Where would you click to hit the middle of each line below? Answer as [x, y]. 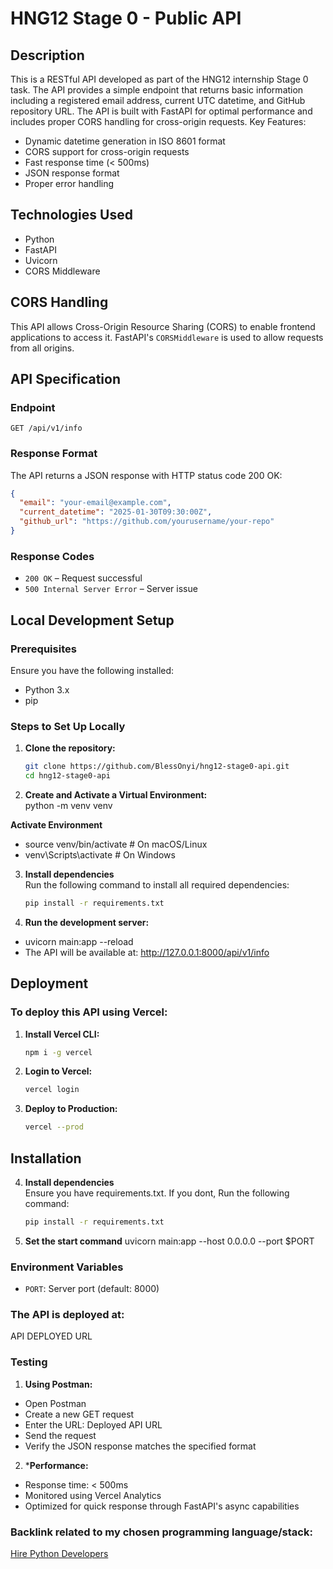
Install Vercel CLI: [62, 1034]
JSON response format [72, 173]
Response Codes [52, 556]
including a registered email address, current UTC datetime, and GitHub [158, 100]
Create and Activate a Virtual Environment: [116, 795]
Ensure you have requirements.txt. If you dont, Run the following [157, 1193]
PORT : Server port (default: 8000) [92, 1289]
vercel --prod [54, 1127]
